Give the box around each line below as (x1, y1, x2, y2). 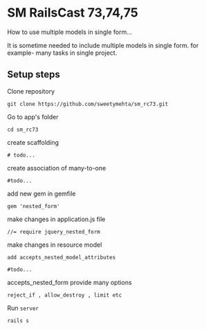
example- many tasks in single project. (7, 49, 118, 57)
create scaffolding (7, 138, 59, 146)
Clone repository (7, 87, 55, 95)
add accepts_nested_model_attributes (7, 254, 116, 261)
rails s (7, 317, 30, 324)
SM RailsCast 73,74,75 (7, 5, 138, 21)
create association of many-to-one (7, 164, 106, 172)
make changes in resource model (7, 241, 102, 249)
